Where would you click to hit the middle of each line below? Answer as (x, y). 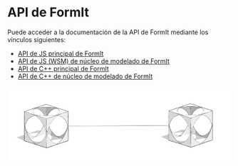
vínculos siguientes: (37, 39)
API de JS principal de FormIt (61, 53)
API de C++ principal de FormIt (63, 68)
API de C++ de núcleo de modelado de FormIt (85, 76)
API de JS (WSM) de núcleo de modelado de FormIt (93, 61)
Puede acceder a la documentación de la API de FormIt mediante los (108, 32)
